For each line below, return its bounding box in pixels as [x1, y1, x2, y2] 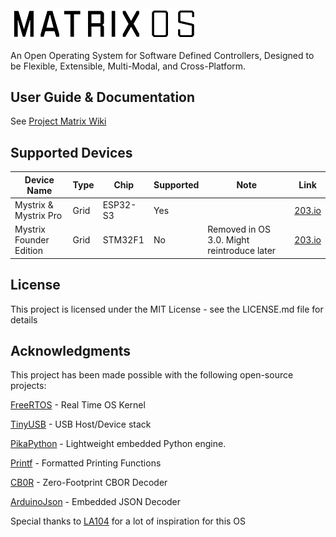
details [10, 313, 38, 326]
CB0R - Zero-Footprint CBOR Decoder [10, 477, 168, 489]
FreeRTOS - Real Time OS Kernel [10, 399, 146, 411]
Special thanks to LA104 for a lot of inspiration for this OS [10, 515, 247, 527]
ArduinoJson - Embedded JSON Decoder [10, 496, 182, 508]
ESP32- [102, 199, 137, 211]
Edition [14, 245, 44, 257]
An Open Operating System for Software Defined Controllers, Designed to [10, 49, 315, 61]
